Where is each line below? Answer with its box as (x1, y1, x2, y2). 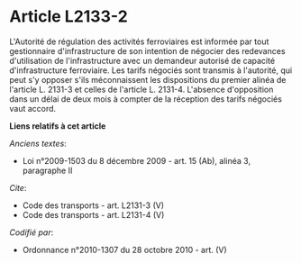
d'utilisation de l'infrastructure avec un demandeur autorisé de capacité (9, 55, 276, 66)
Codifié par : (9, 227, 54, 238)
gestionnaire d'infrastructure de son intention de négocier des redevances (9, 45, 286, 56)
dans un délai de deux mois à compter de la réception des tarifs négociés (9, 93, 282, 104)
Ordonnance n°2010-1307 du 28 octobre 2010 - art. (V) (22, 244, 227, 255)
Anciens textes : (9, 138, 68, 149)
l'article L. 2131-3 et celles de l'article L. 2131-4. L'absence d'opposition (9, 84, 274, 95)
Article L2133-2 (9, 6, 128, 27)
